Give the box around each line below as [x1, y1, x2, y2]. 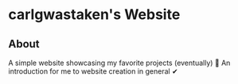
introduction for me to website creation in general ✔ [8, 67, 178, 76]
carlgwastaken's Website [8, 6, 181, 24]
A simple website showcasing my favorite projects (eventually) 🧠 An [8, 58, 231, 67]
